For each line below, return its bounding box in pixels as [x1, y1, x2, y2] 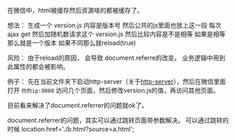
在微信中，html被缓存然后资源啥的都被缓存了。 [7, 6, 144, 14]
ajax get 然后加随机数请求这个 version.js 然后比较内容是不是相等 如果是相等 [7, 30, 226, 38]
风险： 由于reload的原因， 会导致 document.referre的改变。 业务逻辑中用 [7, 53, 220, 62]
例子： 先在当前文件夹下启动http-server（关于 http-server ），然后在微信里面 [7, 77, 226, 86]
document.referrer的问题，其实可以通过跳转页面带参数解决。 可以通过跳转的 [7, 116, 229, 125]
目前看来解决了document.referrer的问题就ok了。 [7, 101, 148, 109]
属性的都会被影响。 [13, 63, 69, 70]
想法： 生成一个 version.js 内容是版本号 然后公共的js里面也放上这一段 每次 [7, 21, 222, 30]
